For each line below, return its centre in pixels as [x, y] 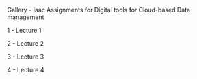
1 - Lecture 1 [24, 30]
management [26, 17]
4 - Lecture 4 [26, 70]
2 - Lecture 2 [26, 43]
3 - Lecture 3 [26, 57]
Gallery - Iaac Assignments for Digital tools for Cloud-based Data [98, 10]
